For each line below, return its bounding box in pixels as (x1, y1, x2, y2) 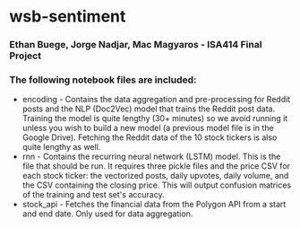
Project (9, 49, 42, 62)
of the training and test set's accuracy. (21, 189, 165, 200)
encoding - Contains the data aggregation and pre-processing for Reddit (21, 94, 291, 105)
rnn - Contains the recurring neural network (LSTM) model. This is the (21, 151, 281, 162)
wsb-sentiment (9, 6, 126, 27)
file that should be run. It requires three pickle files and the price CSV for (21, 161, 291, 171)
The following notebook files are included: (9, 74, 197, 86)
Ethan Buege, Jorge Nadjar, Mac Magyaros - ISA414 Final (9, 39, 262, 51)
